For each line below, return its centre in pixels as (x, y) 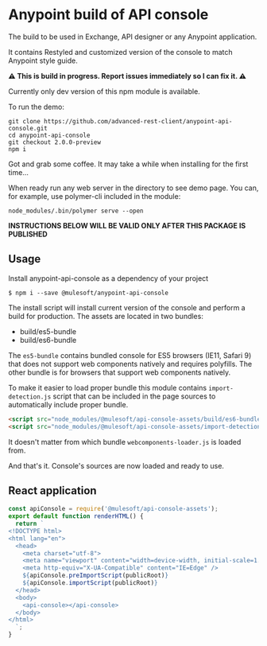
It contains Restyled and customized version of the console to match (120, 52)
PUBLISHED (28, 234)
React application (52, 490)
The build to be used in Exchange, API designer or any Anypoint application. (133, 37)
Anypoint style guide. (43, 60)
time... (19, 172)
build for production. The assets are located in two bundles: (106, 316)
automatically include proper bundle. (68, 404)
